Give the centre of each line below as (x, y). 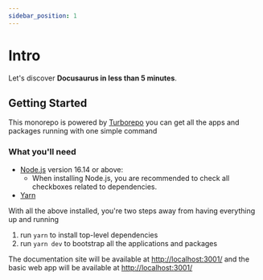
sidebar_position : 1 (43, 16)
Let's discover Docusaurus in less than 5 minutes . (92, 78)
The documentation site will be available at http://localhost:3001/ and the (129, 259)
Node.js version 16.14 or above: (71, 169)
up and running (33, 219)
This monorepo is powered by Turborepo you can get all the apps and (124, 122)
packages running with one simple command (83, 131)
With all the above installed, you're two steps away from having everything (132, 211)
